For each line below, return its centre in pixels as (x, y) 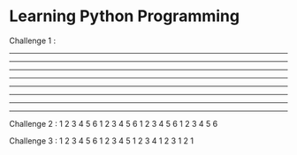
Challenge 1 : (32, 41)
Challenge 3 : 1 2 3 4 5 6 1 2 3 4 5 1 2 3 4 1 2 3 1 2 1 (102, 140)
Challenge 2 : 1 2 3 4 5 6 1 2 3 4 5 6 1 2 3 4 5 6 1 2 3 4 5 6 (114, 123)
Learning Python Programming (125, 16)
